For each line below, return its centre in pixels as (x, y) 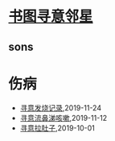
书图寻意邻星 (51, 17)
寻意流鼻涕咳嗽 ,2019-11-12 (64, 118)
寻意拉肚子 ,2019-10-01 (57, 128)
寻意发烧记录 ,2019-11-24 (61, 108)
